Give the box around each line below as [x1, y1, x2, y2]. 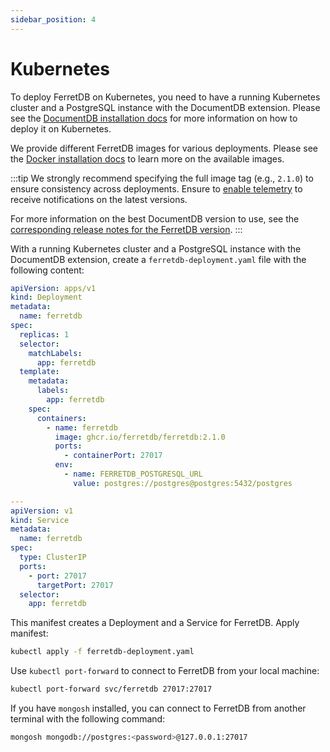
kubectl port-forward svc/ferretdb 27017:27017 [10, 684, 213, 695]
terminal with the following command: [10, 713, 166, 725]
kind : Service [10, 515, 70, 525]
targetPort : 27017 [36, 580, 114, 590]
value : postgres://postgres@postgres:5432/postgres [73, 478, 293, 488]
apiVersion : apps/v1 [10, 283, 97, 293]
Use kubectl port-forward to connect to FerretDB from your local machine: [10, 665, 320, 677]
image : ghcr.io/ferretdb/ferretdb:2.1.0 [54, 432, 226, 442]
